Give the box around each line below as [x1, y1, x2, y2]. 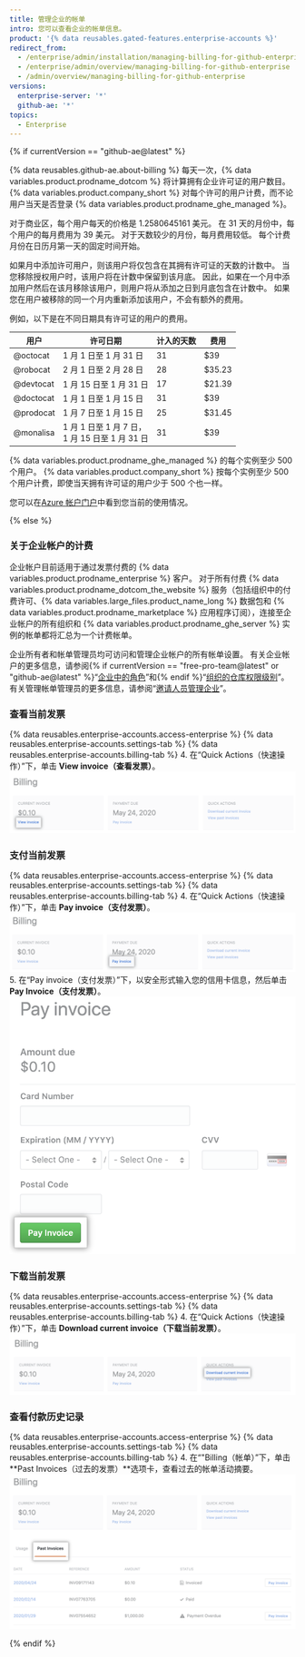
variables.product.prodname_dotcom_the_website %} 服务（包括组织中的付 [9, 584, 291, 595]
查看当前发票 [9, 708, 66, 721]
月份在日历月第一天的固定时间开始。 [9, 240, 145, 251]
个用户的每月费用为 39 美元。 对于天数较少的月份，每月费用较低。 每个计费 [9, 230, 291, 240]
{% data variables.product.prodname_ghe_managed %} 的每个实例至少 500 [9, 455, 293, 466]
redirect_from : [9, 44, 67, 53]
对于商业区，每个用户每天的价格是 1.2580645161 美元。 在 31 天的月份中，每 [9, 218, 295, 229]
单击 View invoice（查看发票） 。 [40, 760, 161, 771]
